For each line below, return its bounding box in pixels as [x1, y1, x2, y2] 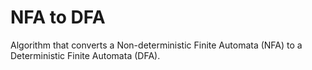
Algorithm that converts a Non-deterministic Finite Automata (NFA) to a [10, 39, 303, 51]
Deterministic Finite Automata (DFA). [10, 49, 161, 61]
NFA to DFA [10, 6, 106, 29]
